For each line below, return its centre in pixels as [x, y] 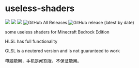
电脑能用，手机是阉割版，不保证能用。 [43, 61]
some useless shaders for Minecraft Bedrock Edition [57, 32]
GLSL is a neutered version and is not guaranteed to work [62, 51]
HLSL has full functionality [31, 41]
